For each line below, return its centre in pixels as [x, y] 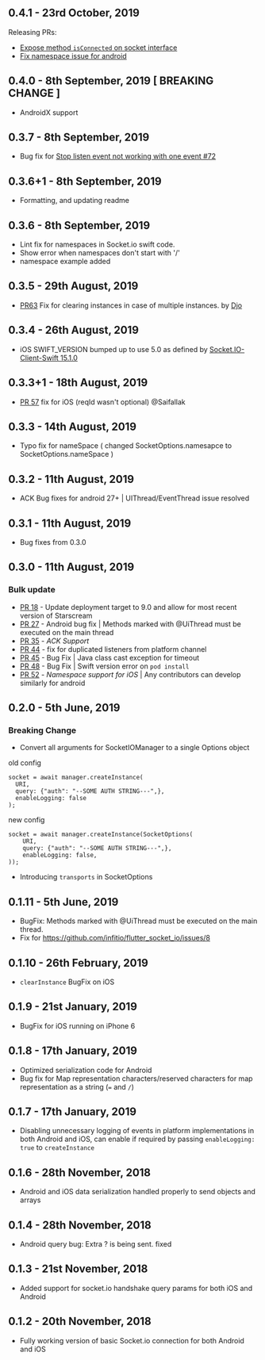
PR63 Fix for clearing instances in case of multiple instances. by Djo [131, 305]
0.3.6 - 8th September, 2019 [79, 225]
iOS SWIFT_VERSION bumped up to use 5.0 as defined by [113, 349]
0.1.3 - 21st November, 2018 [78, 1269]
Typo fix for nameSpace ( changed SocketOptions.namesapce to [126, 446]
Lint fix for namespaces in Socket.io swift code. [97, 244]
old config [25, 763]
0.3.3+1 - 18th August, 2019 [78, 383]
